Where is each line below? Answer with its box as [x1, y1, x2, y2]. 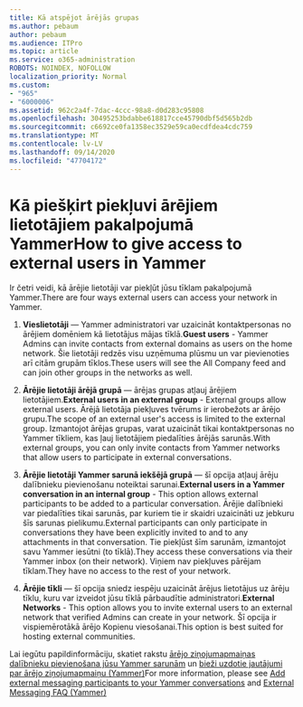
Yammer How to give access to [9, 233, 242, 254]
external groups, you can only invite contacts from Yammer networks [22, 442, 280, 453]
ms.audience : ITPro [9, 38, 83, 48]
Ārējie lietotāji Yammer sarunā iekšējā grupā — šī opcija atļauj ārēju [22, 469, 279, 480]
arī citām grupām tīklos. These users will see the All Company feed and [22, 358, 287, 369]
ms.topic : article [9, 47, 79, 56]
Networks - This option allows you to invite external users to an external [22, 602, 293, 613]
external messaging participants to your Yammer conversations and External [9, 677, 295, 688]
